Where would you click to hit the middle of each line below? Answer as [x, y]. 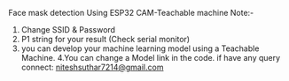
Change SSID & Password [68, 29]
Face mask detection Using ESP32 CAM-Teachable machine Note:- [131, 13]
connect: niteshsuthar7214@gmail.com [92, 67]
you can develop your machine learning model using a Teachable [140, 48]
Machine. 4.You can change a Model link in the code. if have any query [151, 58]
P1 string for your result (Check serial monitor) [105, 39]
